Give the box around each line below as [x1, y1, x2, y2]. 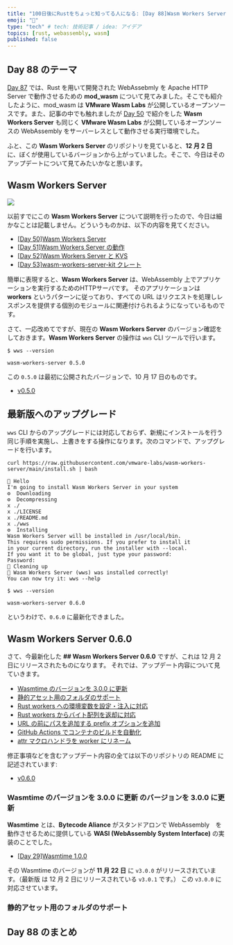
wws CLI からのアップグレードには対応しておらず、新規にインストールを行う [7, 428, 223, 436]
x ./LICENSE [7, 508, 42, 515]
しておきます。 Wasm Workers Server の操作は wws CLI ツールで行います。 [7, 333, 220, 342]
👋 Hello [7, 477, 30, 484]
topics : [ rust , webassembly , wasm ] [7, 29, 110, 37]
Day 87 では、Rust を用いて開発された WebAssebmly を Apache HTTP [7, 83, 208, 91]
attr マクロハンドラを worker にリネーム [17, 737, 132, 745]
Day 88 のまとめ [7, 926, 78, 938]
